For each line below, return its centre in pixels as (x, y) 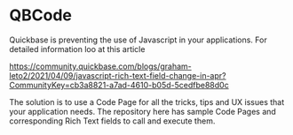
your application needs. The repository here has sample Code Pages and (143, 111)
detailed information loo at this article (77, 49)
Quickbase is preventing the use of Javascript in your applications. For (139, 40)
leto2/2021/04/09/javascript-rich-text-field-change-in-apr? (118, 75)
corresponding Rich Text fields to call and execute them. (112, 121)
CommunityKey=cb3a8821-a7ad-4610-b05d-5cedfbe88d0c (119, 85)
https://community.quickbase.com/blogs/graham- (101, 66)
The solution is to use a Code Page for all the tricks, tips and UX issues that (147, 101)
